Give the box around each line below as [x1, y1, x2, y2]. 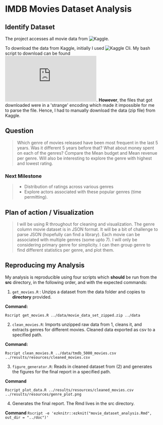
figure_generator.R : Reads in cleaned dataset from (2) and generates [12, 364, 152, 369]
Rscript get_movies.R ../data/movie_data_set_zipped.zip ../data [5, 313, 140, 318]
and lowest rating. [17, 160, 54, 166]
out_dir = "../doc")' [5, 415, 49, 420]
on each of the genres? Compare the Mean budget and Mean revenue [17, 150, 158, 156]
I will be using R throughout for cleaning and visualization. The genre [17, 221, 155, 227]
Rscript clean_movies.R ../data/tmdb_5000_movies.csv [5, 350, 117, 356]
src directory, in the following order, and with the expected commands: [5, 279, 147, 285]
